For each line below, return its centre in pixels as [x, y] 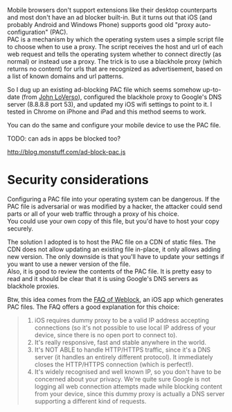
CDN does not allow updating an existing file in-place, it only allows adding [114, 249]
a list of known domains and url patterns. [65, 76]
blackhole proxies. [33, 286]
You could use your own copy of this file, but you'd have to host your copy [113, 221]
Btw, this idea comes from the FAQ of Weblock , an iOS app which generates [115, 299]
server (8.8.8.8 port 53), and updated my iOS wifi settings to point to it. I [110, 104]
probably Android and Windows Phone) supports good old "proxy [101, 25]
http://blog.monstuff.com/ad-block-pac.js [66, 152]
